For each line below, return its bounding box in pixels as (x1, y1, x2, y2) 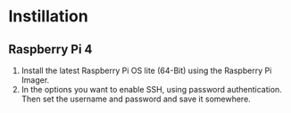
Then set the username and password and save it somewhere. (21, 93, 251, 104)
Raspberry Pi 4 (8, 42, 93, 57)
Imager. (21, 75, 50, 85)
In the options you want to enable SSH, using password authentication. (21, 85, 282, 94)
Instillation (8, 6, 88, 27)
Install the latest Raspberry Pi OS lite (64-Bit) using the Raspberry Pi (21, 65, 272, 76)
